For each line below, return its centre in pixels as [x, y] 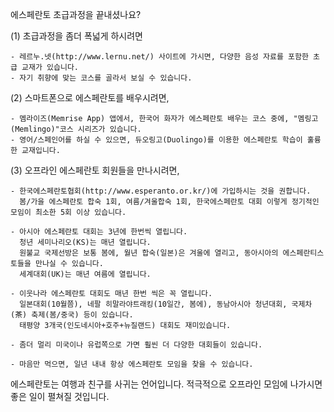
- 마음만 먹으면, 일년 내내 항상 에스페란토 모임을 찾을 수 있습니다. [132, 364]
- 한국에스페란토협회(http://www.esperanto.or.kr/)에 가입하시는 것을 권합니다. [161, 191]
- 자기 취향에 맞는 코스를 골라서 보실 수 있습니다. [101, 78]
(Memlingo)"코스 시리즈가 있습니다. [76, 129]
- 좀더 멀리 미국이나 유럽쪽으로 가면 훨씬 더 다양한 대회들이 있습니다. [136, 345]
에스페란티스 [303, 253]
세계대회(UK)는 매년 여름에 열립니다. [85, 274]
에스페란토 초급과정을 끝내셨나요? [76, 14]
